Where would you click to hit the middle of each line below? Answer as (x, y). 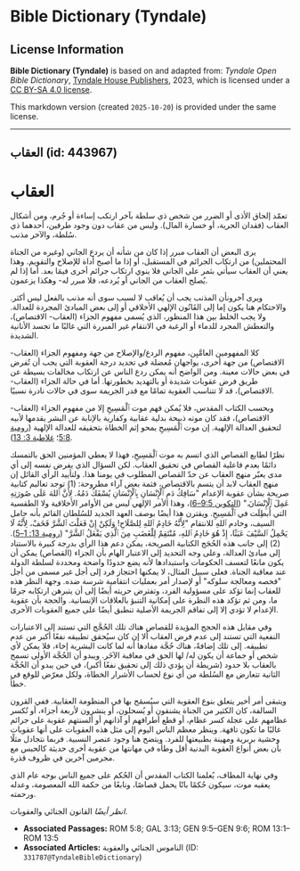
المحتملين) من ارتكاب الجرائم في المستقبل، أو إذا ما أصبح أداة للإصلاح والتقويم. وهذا (148, 261)
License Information (67, 49)
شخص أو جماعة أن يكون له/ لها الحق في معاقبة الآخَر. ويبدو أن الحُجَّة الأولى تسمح (144, 655)
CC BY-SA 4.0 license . (51, 90)
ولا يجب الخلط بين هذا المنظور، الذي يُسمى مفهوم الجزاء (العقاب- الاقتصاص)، (138, 316)
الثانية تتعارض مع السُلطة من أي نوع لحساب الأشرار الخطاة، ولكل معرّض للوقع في (145, 674)
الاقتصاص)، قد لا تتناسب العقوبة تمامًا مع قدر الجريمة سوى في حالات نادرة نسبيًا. (142, 390)
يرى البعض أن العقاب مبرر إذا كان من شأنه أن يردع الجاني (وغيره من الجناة (133, 252)
